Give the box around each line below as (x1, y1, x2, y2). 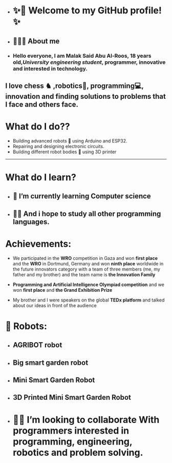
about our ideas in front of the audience (12, 302, 97, 308)
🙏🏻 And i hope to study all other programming (12, 209, 161, 218)
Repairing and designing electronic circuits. (12, 143, 104, 149)
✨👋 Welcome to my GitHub (12, 5, 128, 16)
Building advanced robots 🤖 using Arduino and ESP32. (12, 137, 127, 144)
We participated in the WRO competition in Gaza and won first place (12, 255, 158, 261)
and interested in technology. (12, 65, 88, 72)
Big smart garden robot (12, 358, 89, 367)
